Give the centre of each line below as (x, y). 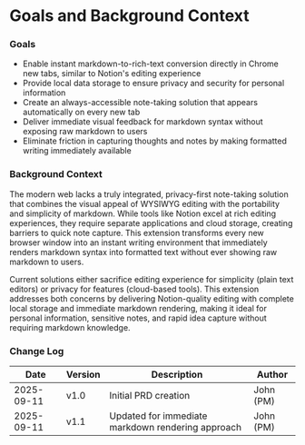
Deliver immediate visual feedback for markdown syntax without (143, 122)
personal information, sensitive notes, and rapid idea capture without (138, 318)
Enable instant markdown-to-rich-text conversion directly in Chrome (150, 64)
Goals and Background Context (129, 16)
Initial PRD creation (150, 396)
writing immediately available (77, 151)
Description (177, 375)
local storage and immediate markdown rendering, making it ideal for (138, 308)
